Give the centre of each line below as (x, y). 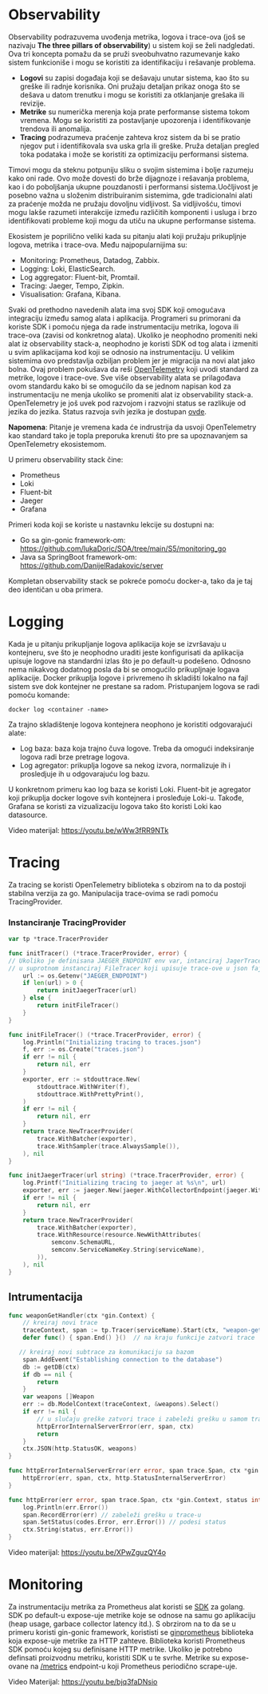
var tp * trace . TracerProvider (59, 939)
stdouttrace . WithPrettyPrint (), (91, 1094)
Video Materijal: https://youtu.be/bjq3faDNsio (83, 1681)
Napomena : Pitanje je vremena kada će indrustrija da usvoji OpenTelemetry (132, 427)
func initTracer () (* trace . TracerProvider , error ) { (98, 953)
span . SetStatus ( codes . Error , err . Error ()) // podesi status (124, 1522)
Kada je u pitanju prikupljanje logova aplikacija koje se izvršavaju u (118, 644)
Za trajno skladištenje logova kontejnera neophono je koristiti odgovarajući (130, 724)
